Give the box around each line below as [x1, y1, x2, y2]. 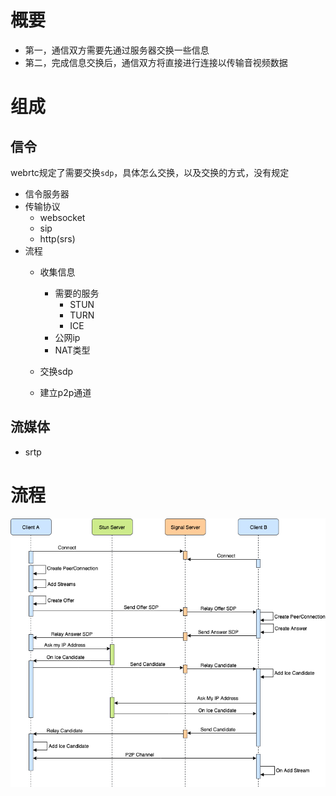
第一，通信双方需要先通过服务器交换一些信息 [24, 44, 210, 56]
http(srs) [39, 232, 76, 245]
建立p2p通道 [39, 386, 92, 398]
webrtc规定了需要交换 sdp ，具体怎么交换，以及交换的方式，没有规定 [10, 166, 290, 178]
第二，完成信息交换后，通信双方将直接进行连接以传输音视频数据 [24, 56, 288, 68]
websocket [39, 211, 86, 223]
